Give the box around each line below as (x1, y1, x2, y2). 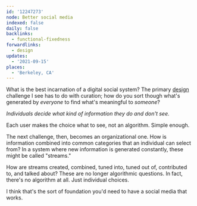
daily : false (6, 25, 39, 32)
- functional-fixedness (11, 36, 70, 42)
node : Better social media (6, 14, 73, 20)
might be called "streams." (6, 152, 71, 160)
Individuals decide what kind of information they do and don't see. (6, 110, 170, 117)
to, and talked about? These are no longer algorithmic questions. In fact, (6, 170, 183, 177)
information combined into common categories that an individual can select (6, 139, 192, 146)
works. (6, 194, 23, 201)
